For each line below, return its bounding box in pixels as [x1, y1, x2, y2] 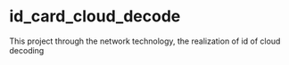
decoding [9, 45, 45, 55]
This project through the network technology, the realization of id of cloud [9, 36, 281, 46]
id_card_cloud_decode [9, 6, 181, 27]
